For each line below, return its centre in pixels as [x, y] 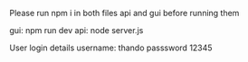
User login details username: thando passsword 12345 [111, 48]
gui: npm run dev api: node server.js [76, 30]
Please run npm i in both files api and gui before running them [124, 13]
